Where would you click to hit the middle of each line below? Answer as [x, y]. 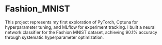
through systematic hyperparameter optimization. [55, 37]
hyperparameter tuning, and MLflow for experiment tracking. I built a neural [81, 27]
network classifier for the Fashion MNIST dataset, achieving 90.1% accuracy [81, 32]
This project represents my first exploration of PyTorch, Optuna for [72, 22]
